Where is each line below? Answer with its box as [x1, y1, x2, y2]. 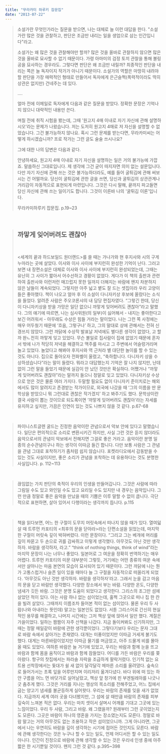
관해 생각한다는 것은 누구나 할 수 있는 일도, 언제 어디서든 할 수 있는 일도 [22, 731, 160, 737]
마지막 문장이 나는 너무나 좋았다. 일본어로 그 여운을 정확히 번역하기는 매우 [17, 551, 159, 557]
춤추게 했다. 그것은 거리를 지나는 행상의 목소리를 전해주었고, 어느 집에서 [22, 681, 160, 687]
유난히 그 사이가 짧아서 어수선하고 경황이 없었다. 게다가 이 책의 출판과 [17, 273, 151, 279]
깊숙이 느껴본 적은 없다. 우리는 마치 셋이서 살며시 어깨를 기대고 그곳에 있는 [17, 700, 160, 706]
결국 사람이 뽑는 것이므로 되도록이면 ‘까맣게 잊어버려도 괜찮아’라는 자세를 [17, 397, 158, 403]
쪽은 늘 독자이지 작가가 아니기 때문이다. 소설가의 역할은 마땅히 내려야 [26, 68, 159, 74]
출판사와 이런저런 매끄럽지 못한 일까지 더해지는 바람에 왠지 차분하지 [26, 279, 157, 285]
